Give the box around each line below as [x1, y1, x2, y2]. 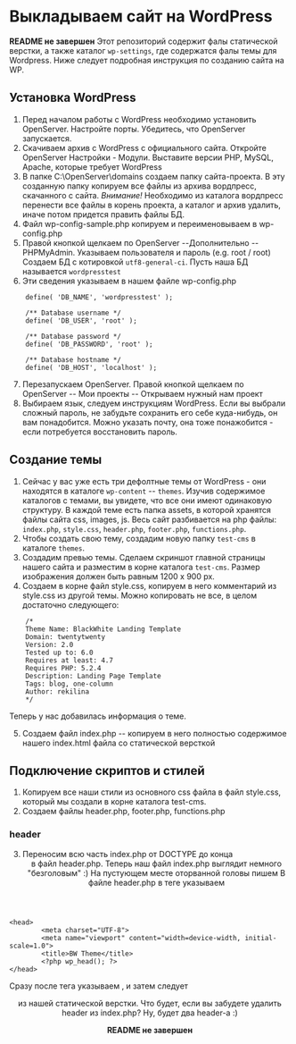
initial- [244, 933, 277, 942]
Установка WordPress [9, 90, 136, 105]
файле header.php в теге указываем [87, 877, 226, 888]
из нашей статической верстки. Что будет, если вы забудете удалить [17, 998, 283, 1008]
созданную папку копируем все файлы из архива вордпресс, [21, 181, 257, 191]
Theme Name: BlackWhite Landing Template [25, 624, 181, 634]
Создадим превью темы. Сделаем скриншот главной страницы [21, 551, 266, 562]
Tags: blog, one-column [25, 679, 114, 688]
